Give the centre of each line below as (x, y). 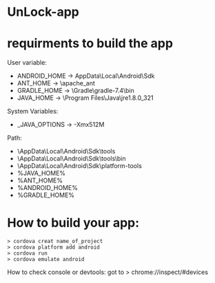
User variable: (27, 63)
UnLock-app (43, 12)
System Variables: (33, 112)
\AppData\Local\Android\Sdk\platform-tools (80, 166)
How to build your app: (73, 223)
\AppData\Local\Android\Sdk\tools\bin (71, 158)
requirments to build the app (90, 44)
